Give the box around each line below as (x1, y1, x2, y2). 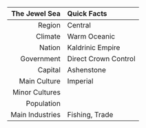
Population (25, 99, 61, 108)
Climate (35, 32, 61, 41)
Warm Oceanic (67, 32, 116, 41)
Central (67, 21, 92, 30)
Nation (39, 43, 61, 52)
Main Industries (10, 110, 61, 119)
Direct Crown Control (67, 54, 136, 63)
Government (20, 54, 61, 63)
